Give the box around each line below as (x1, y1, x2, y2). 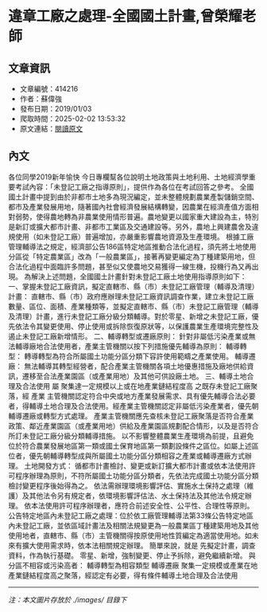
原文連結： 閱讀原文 (19, 124, 83, 133)
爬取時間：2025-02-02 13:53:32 (19, 114, 126, 124)
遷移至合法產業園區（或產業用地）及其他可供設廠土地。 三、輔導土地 (21, 371, 247, 381)
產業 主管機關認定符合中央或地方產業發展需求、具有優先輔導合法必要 (30, 391, 256, 401)
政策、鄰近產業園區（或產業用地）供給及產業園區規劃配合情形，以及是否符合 (8, 421, 259, 430)
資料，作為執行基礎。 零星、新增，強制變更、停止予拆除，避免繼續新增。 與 (8, 551, 256, 560)
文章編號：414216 (19, 84, 79, 93)
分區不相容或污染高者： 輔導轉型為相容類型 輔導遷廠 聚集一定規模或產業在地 (8, 560, 258, 570)
